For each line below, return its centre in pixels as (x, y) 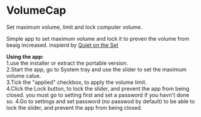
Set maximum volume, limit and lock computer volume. (75, 27)
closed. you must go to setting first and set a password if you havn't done (98, 95)
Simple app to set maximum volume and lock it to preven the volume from (98, 38)
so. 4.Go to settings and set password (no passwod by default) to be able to (101, 101)
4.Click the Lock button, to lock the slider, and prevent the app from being (98, 88)
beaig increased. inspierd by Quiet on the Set (62, 45)
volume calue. (24, 76)
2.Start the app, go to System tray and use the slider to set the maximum (97, 69)
